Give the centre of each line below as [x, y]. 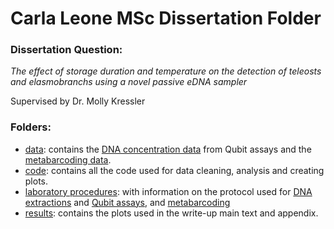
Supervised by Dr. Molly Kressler [78, 101]
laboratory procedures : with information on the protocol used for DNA [168, 191]
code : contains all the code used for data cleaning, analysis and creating [174, 170]
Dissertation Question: [66, 50]
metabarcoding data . [68, 159]
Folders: [31, 127]
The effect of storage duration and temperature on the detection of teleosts [166, 71]
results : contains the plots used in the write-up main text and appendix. [171, 213]
